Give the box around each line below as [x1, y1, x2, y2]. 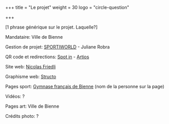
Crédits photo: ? [5, 113, 39, 119]
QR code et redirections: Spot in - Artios [5, 54, 90, 60]
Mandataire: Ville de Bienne [5, 34, 63, 40]
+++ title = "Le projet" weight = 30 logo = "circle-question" [5, 5, 130, 10]
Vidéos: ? [5, 93, 25, 99]
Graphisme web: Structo [5, 73, 57, 80]
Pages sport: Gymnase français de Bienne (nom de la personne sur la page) [5, 84, 164, 89]
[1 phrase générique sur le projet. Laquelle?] [5, 24, 98, 30]
